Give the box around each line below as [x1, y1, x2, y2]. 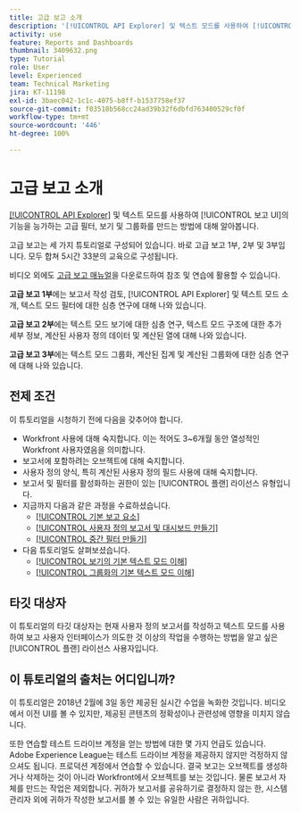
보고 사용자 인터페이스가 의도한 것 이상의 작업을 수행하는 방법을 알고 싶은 [25, 632, 279, 643]
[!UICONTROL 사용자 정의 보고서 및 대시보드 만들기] [35, 522, 219, 533]
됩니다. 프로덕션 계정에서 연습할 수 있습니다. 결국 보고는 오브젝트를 [32, 760, 264, 772]
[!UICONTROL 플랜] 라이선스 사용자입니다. [9, 643, 159, 654]
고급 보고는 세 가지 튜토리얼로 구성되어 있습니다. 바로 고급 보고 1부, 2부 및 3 [9, 239, 271, 250]
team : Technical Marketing [9, 79, 110, 88]
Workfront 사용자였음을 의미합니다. [21, 444, 146, 455]
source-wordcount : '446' [9, 121, 102, 130]
